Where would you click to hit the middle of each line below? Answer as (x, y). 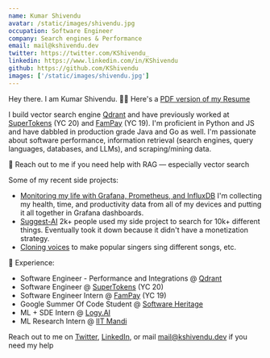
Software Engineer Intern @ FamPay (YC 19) (93, 295)
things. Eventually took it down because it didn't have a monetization (134, 230)
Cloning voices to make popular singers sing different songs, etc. (128, 247)
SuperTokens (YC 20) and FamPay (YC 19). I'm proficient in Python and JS (132, 123)
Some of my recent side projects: (64, 180)
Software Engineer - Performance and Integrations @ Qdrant (121, 278)
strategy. (35, 238)
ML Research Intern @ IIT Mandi (73, 321)
